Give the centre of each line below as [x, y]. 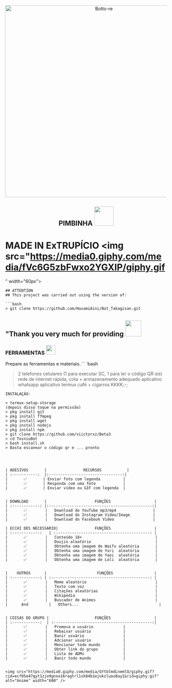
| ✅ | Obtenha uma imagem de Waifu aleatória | [81, 546]
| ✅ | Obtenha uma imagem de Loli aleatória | [81, 560]
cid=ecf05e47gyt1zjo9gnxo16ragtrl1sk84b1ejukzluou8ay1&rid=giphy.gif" [82, 676]
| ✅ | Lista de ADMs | [66, 654]
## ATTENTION [19, 291]
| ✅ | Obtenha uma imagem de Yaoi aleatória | [81, 555]
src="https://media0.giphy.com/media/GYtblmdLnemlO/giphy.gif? [85, 672]
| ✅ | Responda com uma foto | [66, 484]
